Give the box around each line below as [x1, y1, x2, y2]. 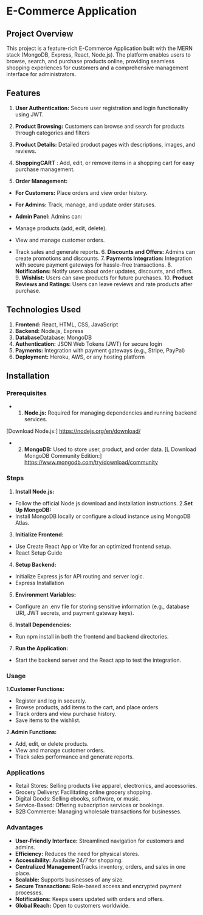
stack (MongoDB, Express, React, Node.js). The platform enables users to [6, 51, 191, 58]
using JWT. [15, 111, 44, 118]
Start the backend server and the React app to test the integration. [15, 656, 182, 664]
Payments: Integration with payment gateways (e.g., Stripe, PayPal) [15, 346, 185, 354]
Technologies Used [6, 304, 81, 315]
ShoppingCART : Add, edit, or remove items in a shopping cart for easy [15, 159, 194, 166]
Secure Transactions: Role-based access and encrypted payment [15, 882, 182, 889]
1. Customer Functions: [6, 685, 65, 692]
